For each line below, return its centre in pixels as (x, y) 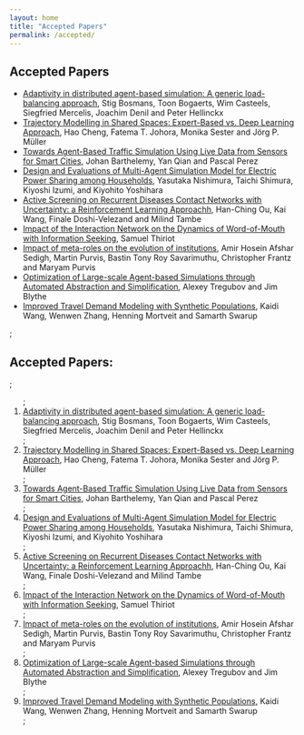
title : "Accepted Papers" (58, 26)
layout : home (34, 18)
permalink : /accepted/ (52, 35)
